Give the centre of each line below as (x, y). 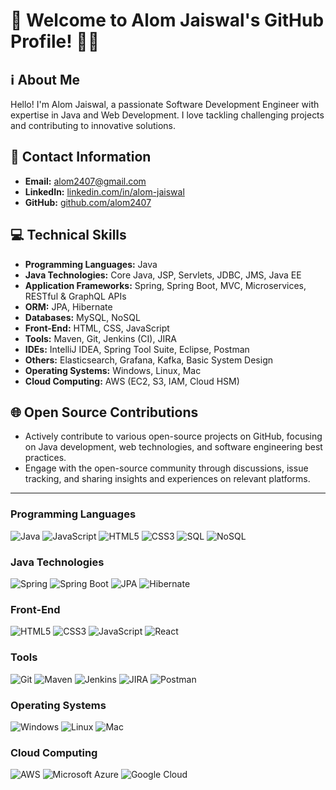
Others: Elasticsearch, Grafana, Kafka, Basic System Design (148, 360)
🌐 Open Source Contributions (104, 412)
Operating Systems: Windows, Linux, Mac (113, 370)
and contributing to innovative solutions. (93, 125)
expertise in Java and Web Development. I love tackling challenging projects (167, 115)
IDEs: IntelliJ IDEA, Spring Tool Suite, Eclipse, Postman (137, 349)
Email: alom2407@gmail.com (85, 181)
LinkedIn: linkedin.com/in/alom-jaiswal (104, 191)
